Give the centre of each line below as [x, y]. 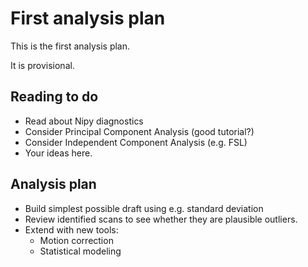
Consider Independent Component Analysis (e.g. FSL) [136, 142]
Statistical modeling [80, 251]
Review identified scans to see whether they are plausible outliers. [161, 219]
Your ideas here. [58, 153]
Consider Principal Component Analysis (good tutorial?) [139, 131]
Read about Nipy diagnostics [84, 121]
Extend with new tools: [71, 229]
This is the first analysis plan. [70, 46]
